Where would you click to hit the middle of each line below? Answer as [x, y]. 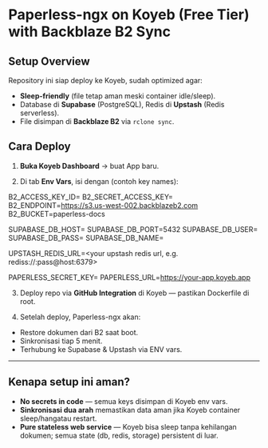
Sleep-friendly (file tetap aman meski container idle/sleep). [118, 96]
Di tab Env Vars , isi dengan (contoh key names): [99, 181]
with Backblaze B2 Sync [90, 32]
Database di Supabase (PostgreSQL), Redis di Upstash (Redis [122, 104]
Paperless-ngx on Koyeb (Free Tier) [129, 15]
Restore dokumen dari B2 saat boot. [79, 332]
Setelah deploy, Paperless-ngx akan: [80, 317]
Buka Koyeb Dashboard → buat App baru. [89, 166]
